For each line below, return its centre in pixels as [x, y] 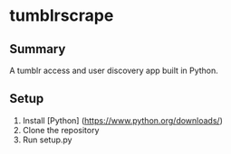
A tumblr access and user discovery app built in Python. [114, 70]
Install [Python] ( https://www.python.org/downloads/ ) [123, 120]
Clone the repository [61, 130]
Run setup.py [47, 140]
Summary [38, 49]
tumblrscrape [62, 16]
